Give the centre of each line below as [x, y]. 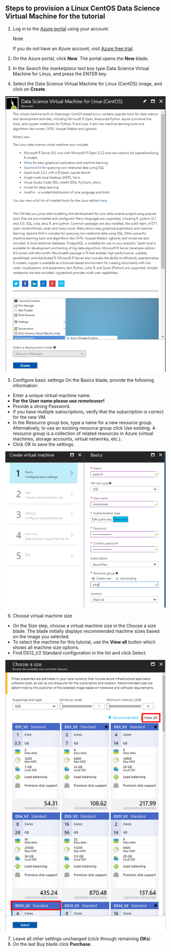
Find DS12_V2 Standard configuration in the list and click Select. [80, 653]
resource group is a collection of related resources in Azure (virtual [83, 433]
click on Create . [30, 89]
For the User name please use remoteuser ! [59, 401]
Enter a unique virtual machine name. [52, 395]
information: [25, 385]
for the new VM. [30, 417]
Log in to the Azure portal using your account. [61, 29]
